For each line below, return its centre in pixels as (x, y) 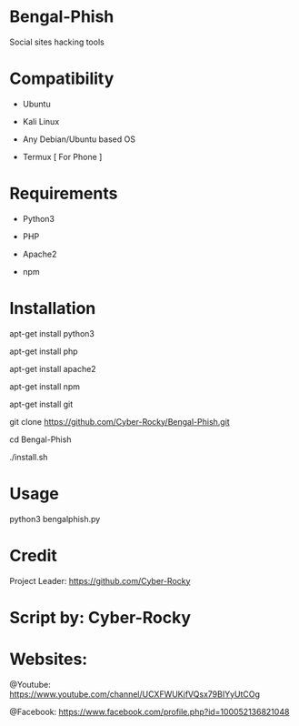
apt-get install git (41, 404)
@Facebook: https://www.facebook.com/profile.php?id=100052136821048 (149, 711)
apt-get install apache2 (53, 368)
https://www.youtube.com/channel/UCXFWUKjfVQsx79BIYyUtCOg (135, 694)
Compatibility (62, 79)
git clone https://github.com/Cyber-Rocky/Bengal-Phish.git (120, 421)
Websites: (49, 659)
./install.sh (29, 457)
